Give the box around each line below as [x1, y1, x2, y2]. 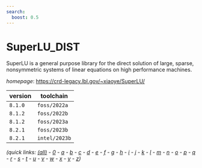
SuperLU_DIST [6, 40, 81, 54]
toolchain [40, 92, 68, 100]
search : [6, 8, 26, 15]
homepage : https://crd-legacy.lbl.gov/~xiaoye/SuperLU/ [6, 78, 145, 85]
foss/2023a [37, 118, 69, 126]
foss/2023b [37, 127, 69, 133]
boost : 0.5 [11, 14, 39, 20]
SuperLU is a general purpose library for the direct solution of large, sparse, [6, 60, 194, 67]
